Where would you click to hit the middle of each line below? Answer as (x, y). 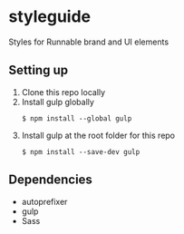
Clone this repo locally (63, 92)
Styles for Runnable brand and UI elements (89, 42)
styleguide (50, 17)
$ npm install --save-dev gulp (81, 151)
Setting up (39, 70)
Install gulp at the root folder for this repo (98, 135)
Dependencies (50, 180)
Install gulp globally (58, 102)
